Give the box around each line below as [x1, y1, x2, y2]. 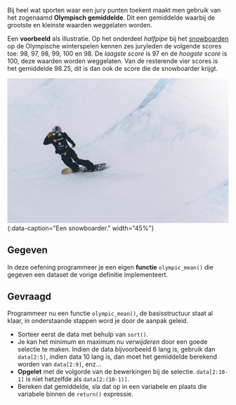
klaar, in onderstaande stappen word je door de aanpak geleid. [7, 317, 188, 325]
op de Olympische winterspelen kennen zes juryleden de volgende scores [7, 42, 222, 50]
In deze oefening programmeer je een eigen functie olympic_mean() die [7, 263, 214, 271]
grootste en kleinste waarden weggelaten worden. [7, 21, 152, 29]
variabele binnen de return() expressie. [17, 390, 133, 399]
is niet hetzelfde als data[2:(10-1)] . [25, 375, 130, 383]
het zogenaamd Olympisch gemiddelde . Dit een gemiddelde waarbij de [7, 13, 216, 22]
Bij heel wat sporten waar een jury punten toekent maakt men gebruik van [7, 6, 221, 14]
